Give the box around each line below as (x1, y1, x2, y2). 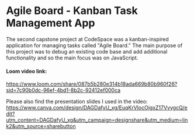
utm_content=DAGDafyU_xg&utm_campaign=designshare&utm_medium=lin (6, 116, 188, 123)
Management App (6, 16, 95, 30)
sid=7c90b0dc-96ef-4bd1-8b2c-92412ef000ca (6, 87, 121, 94)
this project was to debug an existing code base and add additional (6, 48, 168, 55)
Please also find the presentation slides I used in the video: (6, 98, 148, 105)
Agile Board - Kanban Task (6, 4, 138, 17)
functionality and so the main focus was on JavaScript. (6, 54, 138, 61)
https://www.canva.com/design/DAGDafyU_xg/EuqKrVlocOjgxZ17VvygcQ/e (6, 104, 188, 111)
